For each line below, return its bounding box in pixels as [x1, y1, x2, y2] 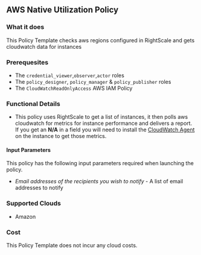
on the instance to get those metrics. [14, 133, 107, 140]
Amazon [14, 213, 36, 220]
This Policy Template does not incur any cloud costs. [6, 242, 138, 249]
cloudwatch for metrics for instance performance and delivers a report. [14, 120, 193, 127]
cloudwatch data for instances [6, 43, 82, 50]
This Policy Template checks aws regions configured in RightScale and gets [6, 36, 195, 44]
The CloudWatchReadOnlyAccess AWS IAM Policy [14, 84, 133, 92]
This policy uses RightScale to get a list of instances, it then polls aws [14, 113, 188, 121]
